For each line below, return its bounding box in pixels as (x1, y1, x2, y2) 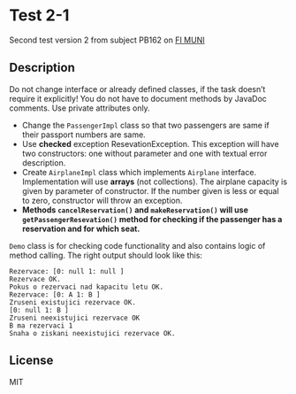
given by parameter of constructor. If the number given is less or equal (21, 185, 280, 196)
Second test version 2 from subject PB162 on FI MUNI (9, 35, 205, 45)
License (9, 353, 54, 368)
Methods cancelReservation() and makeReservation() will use (21, 205, 249, 215)
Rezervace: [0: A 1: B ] (9, 290, 101, 299)
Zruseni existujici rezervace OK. (9, 297, 137, 306)
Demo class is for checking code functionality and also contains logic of (9, 240, 266, 251)
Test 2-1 (9, 5, 70, 26)
